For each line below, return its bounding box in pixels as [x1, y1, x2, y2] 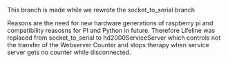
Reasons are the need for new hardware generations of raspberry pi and [7, 19, 213, 27]
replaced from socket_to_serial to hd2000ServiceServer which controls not [7, 34, 221, 42]
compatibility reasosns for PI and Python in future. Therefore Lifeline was [7, 27, 216, 34]
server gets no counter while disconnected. [7, 48, 131, 56]
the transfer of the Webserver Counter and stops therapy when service [7, 41, 209, 49]
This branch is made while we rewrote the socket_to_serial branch [7, 6, 196, 14]
